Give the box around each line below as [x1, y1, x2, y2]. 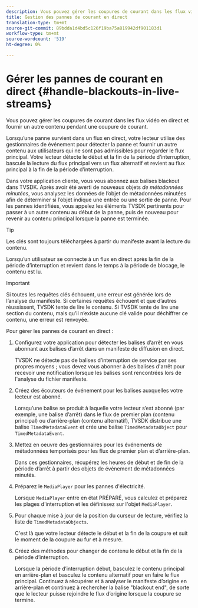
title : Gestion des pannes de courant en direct [6, 14, 128, 20]
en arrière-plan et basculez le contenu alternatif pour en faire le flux [14, 571, 180, 578]
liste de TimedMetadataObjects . [14, 518, 88, 525]
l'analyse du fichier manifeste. [14, 375, 88, 383]
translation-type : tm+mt [6, 19, 67, 25]
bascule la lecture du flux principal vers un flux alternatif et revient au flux [6, 159, 186, 166]
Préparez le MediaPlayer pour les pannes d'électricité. [14, 482, 146, 490]
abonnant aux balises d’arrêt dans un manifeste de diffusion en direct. [14, 345, 184, 352]
